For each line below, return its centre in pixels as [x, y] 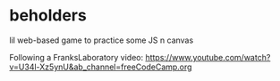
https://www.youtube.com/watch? [208, 57]
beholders [48, 16]
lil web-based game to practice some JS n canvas [102, 40]
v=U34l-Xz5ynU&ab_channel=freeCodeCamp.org [101, 67]
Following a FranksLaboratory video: [76, 57]
